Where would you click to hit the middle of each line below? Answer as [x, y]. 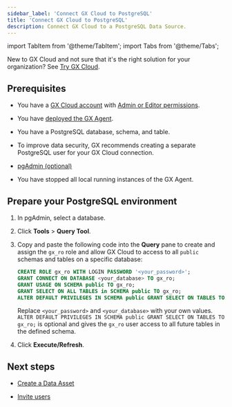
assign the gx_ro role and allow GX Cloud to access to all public [108, 252]
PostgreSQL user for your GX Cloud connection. [85, 153]
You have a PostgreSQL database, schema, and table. [94, 132]
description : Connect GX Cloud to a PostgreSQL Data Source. [97, 26]
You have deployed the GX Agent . [65, 119]
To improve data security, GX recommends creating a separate [106, 145]
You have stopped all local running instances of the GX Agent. [105, 180]
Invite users [33, 397]
